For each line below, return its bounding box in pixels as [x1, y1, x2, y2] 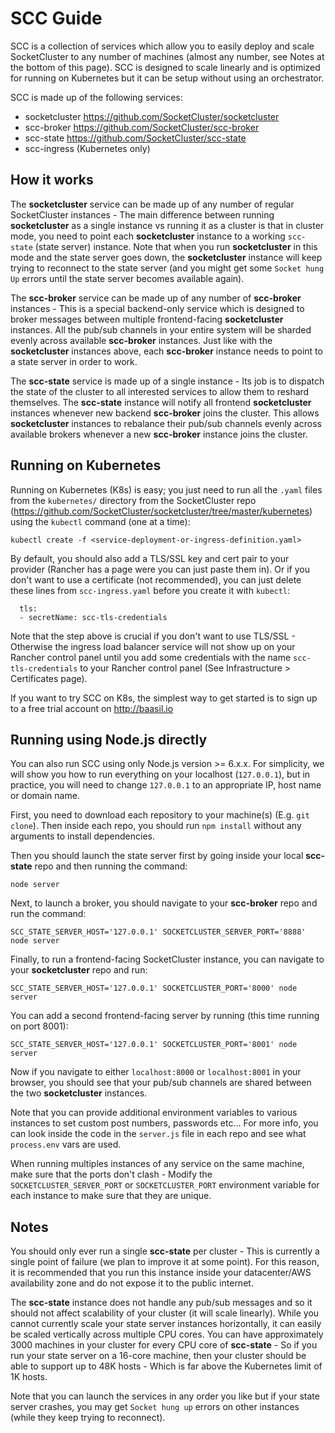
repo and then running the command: [34, 860, 188, 872]
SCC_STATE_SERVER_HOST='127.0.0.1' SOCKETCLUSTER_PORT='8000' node [10, 983, 298, 994]
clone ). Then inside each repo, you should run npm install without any [10, 820, 302, 832]
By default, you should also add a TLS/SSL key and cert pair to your [10, 552, 290, 564]
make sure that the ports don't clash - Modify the [10, 1168, 213, 1181]
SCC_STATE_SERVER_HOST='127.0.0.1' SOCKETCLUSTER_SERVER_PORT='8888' [10, 927, 307, 937]
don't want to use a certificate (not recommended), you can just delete [10, 573, 302, 586]
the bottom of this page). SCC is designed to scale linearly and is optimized [10, 61, 321, 73]
